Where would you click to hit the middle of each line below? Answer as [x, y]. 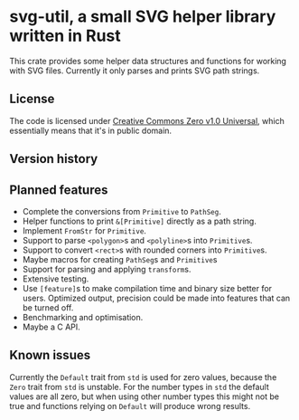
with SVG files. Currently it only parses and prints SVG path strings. [135, 71]
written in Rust [65, 36]
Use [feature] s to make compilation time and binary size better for [147, 288]
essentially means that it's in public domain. [91, 130]
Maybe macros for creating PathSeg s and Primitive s [120, 259]
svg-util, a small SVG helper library [143, 17]
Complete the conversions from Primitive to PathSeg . [121, 211]
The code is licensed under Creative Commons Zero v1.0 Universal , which [147, 120]
